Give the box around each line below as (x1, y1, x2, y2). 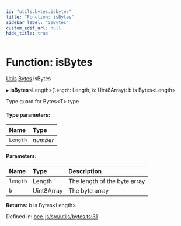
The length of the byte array (68, 177, 145, 185)
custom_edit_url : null (6, 25, 61, 31)
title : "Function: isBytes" (6, 14, 75, 20)
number (33, 136, 54, 144)
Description (68, 167, 102, 176)
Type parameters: (6, 111, 51, 118)
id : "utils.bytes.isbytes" (6, 8, 72, 15)
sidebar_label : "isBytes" (6, 19, 69, 25)
